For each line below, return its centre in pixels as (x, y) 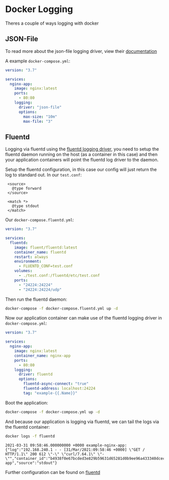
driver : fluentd (35, 374)
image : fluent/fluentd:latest (46, 248)
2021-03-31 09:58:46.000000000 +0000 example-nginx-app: (66, 445)
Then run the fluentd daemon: (36, 299)
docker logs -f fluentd (30, 436)
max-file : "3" (38, 121)
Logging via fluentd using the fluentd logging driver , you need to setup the (82, 149)
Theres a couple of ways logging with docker (52, 23)
